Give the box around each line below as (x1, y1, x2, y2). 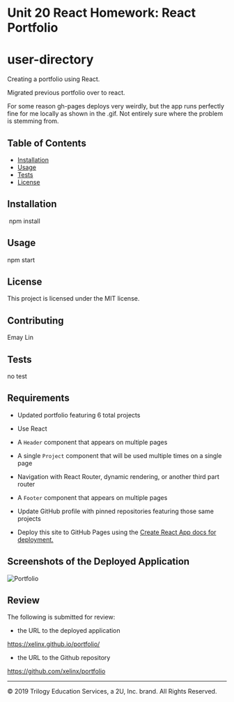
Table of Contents (7, 137, 87, 149)
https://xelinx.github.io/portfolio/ (7, 640, 100, 648)
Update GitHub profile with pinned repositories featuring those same (17, 507, 214, 515)
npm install (8, 217, 40, 225)
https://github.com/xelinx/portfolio (7, 667, 106, 675)
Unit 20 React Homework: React (7, 5, 196, 21)
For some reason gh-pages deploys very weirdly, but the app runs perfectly (7, 102, 225, 110)
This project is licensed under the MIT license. (7, 294, 140, 303)
